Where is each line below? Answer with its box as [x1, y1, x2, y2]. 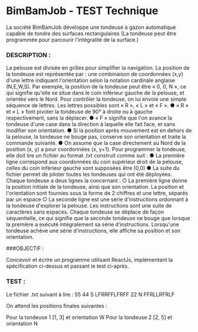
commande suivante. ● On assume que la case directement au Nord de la [6, 140, 186, 147]
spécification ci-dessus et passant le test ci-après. [6, 262, 130, 269]
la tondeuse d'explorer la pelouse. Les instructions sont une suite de [6, 202, 172, 209]
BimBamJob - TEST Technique [6, 4, 159, 18]
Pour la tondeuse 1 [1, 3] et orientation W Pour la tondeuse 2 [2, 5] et [6, 314, 173, 321]
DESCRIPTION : [6, 51, 51, 59]
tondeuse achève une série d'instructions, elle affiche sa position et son [6, 227, 181, 234]
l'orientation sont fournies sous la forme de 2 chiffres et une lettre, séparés [6, 190, 189, 197]
